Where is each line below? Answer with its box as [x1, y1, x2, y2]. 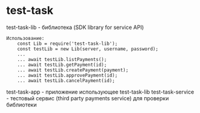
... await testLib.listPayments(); [17, 56, 107, 62]
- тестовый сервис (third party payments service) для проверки [6, 94, 169, 102]
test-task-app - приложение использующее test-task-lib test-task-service [6, 88, 195, 95]
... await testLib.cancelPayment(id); [17, 77, 115, 83]
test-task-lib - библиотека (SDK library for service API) [6, 24, 144, 31]
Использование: [6, 35, 45, 41]
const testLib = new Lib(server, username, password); [17, 46, 159, 52]
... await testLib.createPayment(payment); [17, 67, 129, 73]
